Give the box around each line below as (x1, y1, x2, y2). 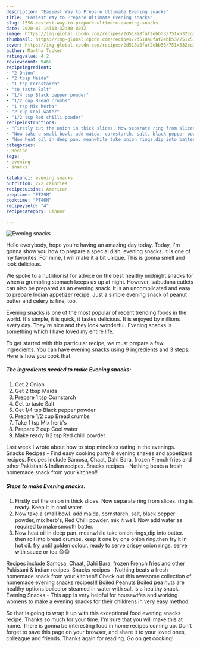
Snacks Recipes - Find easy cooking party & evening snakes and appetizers (6, 450, 192, 457)
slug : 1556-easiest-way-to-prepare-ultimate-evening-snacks (6, 20, 159, 26)
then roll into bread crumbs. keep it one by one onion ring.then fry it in (14, 536, 187, 543)
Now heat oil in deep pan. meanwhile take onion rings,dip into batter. (14, 529, 183, 536)
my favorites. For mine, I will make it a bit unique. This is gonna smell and (6, 254, 185, 262)
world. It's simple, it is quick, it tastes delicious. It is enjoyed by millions (6, 315, 180, 323)
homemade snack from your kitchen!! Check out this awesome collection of (6, 573, 192, 580)
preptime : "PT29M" (6, 192, 52, 198)
